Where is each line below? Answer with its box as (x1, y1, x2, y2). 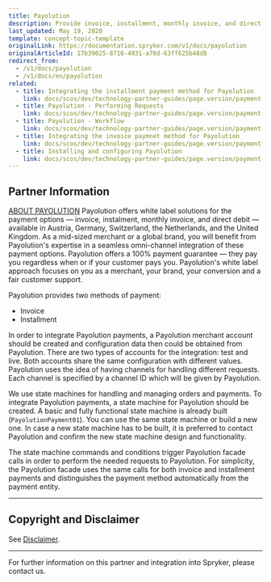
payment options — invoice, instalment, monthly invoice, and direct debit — (8, 215, 260, 225)
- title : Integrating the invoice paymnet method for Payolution (15, 132, 240, 140)
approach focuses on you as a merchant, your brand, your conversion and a (8, 266, 261, 276)
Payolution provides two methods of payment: (8, 290, 161, 300)
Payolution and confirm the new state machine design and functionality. (8, 432, 247, 441)
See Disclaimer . (8, 534, 60, 544)
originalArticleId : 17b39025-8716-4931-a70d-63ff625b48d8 (8, 49, 207, 57)
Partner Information (8, 184, 110, 198)
